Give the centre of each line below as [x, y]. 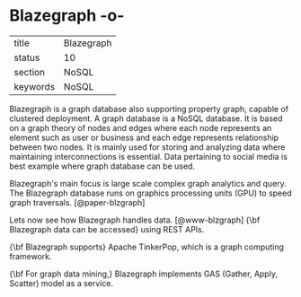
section [30, 72]
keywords [35, 86]
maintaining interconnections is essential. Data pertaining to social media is [148, 156]
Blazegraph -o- [67, 16]
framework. [31, 256]
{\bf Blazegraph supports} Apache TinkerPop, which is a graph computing [147, 247]
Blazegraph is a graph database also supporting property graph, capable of [149, 109]
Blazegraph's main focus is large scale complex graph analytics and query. [148, 183]
